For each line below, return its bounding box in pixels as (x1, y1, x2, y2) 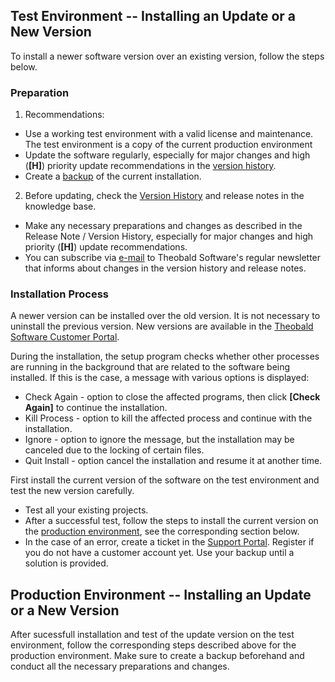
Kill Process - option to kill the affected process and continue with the (24, 412, 313, 424)
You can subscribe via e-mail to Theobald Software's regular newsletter (24, 252, 322, 264)
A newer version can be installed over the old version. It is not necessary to (10, 310, 321, 322)
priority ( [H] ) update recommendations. (24, 241, 188, 253)
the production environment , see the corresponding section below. (24, 525, 300, 538)
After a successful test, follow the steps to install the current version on (24, 515, 319, 527)
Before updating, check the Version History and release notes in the (24, 190, 305, 202)
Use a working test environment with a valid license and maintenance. (24, 128, 314, 140)
